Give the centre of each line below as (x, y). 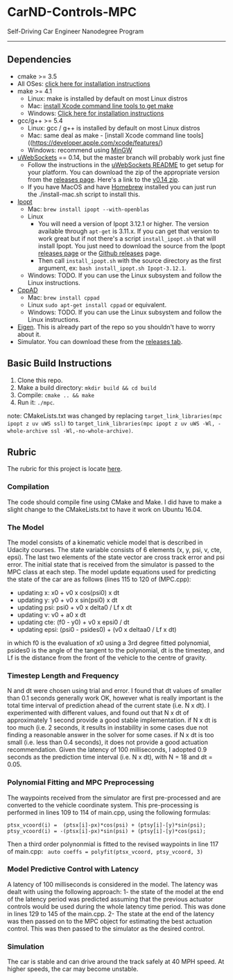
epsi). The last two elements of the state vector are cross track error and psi (116, 557)
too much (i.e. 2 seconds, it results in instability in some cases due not (107, 728)
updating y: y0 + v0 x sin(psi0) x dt (67, 600)
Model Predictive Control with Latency (73, 869)
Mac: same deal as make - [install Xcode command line (106, 135)
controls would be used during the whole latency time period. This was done (116, 906)
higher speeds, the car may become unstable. (73, 969)
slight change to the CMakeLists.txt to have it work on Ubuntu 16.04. (105, 509)
